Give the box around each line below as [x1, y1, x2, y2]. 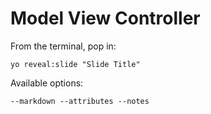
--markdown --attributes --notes [10, 96, 150, 106]
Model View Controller [10, 7, 201, 30]
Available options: [10, 77, 84, 89]
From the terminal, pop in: [10, 40, 117, 52]
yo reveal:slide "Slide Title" [10, 59, 141, 69]
